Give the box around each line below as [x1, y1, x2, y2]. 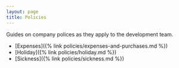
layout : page [6, 8, 39, 15]
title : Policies [6, 14, 47, 20]
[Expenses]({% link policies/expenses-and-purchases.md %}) [14, 42, 168, 50]
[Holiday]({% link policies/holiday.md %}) [14, 48, 117, 55]
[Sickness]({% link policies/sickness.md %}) [14, 55, 124, 62]
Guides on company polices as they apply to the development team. [6, 30, 174, 38]
